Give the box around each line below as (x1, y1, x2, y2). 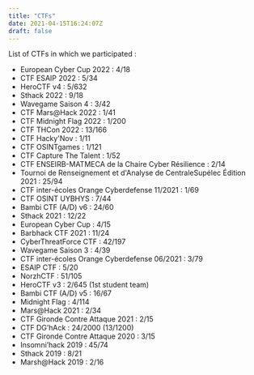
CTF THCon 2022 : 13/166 (19, 125, 108, 134)
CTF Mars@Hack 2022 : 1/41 (19, 108, 116, 117)
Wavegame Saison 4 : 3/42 (19, 99, 111, 109)
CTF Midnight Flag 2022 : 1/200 (19, 117, 127, 126)
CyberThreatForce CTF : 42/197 (19, 237, 126, 247)
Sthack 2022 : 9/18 (19, 91, 83, 100)
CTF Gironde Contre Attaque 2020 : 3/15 (19, 331, 155, 341)
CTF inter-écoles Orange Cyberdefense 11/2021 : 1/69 (19, 185, 200, 195)
